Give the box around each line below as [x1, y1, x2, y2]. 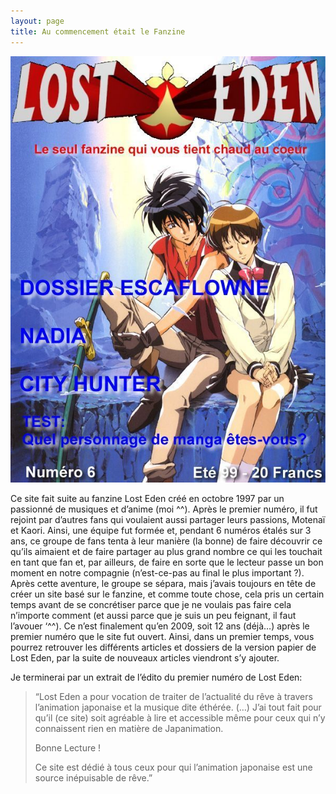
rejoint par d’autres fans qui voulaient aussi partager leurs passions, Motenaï [10, 513, 326, 525]
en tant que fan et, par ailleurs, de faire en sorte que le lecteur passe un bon [10, 556, 324, 568]
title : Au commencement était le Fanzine [10, 26, 186, 37]
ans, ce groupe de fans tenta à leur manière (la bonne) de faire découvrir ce [10, 535, 323, 547]
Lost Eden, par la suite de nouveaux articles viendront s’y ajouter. [10, 651, 280, 664]
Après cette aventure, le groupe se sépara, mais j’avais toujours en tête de [10, 577, 317, 589]
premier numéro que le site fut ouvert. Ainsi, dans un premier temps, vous [10, 630, 315, 642]
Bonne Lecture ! [34, 741, 102, 754]
